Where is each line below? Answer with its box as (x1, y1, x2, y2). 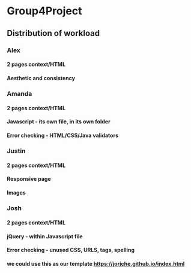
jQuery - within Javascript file (7, 232, 83, 240)
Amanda (7, 90, 32, 98)
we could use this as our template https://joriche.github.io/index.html (7, 260, 185, 267)
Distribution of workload (7, 28, 100, 38)
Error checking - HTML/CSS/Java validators (7, 132, 119, 139)
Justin (7, 147, 26, 155)
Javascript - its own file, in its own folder (7, 118, 111, 125)
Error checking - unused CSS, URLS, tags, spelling (7, 247, 135, 254)
